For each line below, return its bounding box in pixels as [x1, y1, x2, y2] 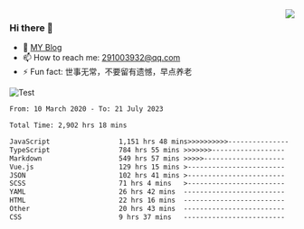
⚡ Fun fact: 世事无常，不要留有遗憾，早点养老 [22, 67, 193, 78]
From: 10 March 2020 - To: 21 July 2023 [9, 105, 165, 114]
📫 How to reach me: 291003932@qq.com [22, 52, 181, 63]
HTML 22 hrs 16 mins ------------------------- [9, 196, 285, 206]
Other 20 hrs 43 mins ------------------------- [9, 205, 285, 214]
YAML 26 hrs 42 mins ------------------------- [9, 188, 285, 197]
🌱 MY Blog [22, 42, 62, 53]
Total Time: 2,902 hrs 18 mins [9, 121, 128, 130]
